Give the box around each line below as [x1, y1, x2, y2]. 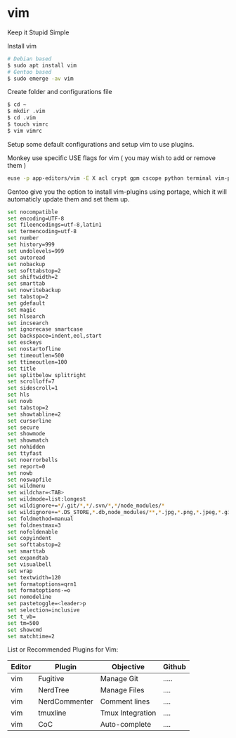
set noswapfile [7, 476, 52, 483]
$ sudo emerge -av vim [7, 75, 74, 82]
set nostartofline [7, 345, 61, 352]
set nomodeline [7, 593, 52, 601]
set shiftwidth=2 [7, 274, 58, 281]
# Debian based [7, 55, 52, 62]
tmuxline [38, 708, 67, 718]
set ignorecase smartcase [7, 326, 83, 333]
